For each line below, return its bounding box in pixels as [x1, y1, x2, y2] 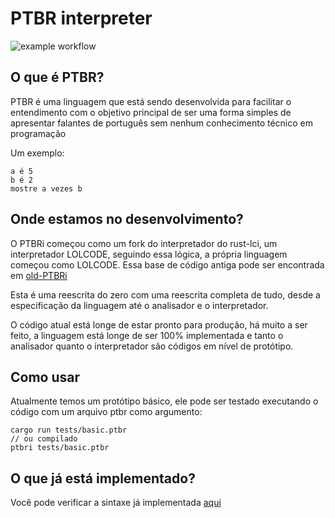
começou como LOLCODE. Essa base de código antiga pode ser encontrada [10, 258, 325, 271]
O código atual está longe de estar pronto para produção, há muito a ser [10, 318, 308, 331]
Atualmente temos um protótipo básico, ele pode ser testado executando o [10, 395, 319, 407]
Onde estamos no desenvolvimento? [10, 211, 244, 228]
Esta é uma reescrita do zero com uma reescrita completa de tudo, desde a [10, 288, 321, 301]
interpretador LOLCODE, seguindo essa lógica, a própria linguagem [10, 248, 288, 260]
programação [10, 127, 67, 139]
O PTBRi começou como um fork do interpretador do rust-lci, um [10, 237, 278, 249]
